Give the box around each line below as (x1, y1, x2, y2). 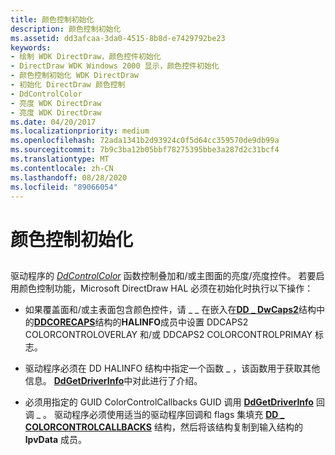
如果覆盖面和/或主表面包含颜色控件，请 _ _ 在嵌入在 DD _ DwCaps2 (24, 303, 299, 315)
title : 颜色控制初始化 (10, 14, 95, 25)
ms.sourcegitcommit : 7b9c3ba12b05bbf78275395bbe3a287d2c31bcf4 (10, 145, 280, 155)
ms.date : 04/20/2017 (10, 117, 97, 127)
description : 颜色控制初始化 (10, 24, 122, 34)
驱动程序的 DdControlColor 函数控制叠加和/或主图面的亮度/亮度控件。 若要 (10, 269, 317, 281)
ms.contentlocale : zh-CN (10, 163, 114, 173)
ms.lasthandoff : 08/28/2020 (10, 172, 128, 183)
